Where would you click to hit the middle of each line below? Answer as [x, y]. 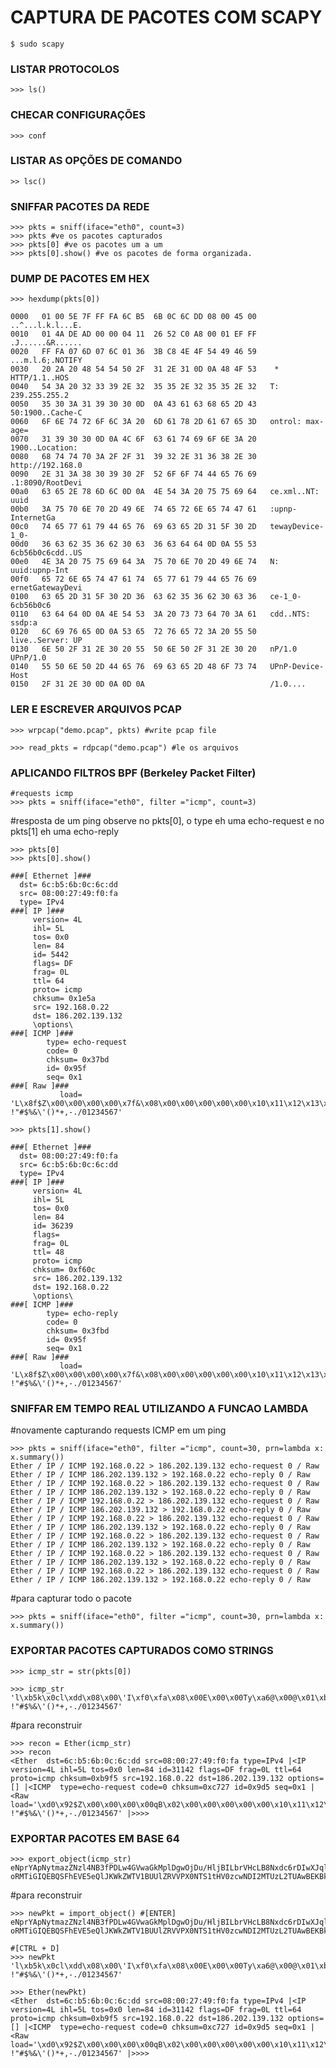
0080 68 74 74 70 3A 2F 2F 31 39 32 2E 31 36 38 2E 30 [133, 457]
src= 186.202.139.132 [77, 1279]
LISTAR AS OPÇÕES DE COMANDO [96, 161]
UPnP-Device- [297, 667]
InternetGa [33, 518]
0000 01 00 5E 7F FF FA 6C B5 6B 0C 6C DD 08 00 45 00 [133, 317]
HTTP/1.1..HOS [40, 378]
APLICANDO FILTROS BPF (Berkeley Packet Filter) [133, 773]
